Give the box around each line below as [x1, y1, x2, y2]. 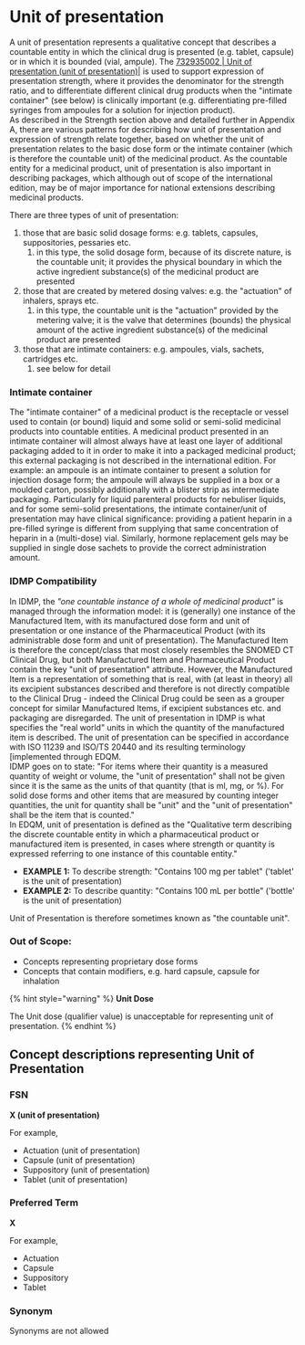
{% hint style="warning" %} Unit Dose [9, 993, 155, 1003]
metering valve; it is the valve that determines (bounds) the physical [36, 314, 291, 325]
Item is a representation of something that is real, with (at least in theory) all [9, 673, 293, 684]
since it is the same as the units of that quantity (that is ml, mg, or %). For [9, 780, 284, 791]
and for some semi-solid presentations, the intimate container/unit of [9, 504, 268, 515]
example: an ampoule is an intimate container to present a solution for [9, 465, 271, 476]
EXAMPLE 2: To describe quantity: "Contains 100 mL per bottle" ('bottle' [22, 885, 296, 896]
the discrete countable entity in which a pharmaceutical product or [9, 828, 259, 839]
